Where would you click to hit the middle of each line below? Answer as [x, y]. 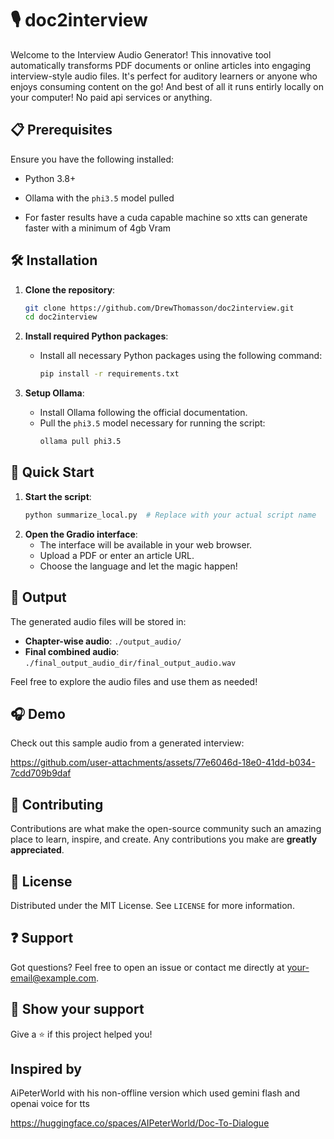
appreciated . [37, 850]
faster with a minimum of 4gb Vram [98, 228]
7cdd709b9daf [41, 773]
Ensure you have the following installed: [92, 159]
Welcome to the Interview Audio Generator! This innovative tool [141, 54]
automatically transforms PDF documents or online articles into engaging [161, 65]
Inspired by [46, 1069]
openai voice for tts [50, 1104]
